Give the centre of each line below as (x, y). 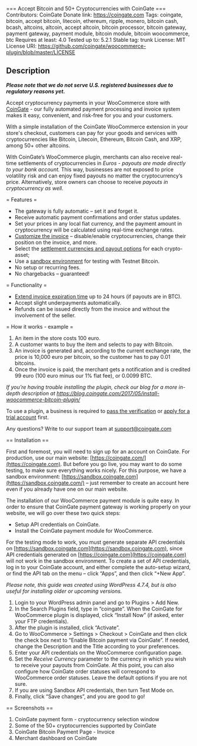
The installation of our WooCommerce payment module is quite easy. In (93, 500)
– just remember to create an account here (137, 483)
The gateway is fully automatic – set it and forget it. (76, 211)
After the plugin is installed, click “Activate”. (67, 628)
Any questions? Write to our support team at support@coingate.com (89, 428)
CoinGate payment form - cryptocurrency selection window (87, 719)
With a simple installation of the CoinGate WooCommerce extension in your (97, 127)
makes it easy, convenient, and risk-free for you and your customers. (90, 115)
